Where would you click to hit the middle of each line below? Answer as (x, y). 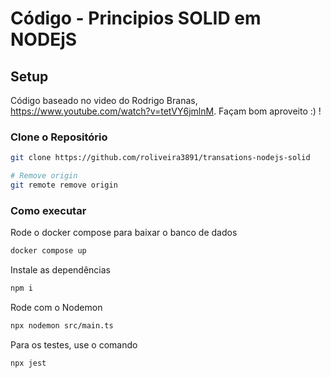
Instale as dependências (60, 270)
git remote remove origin (64, 185)
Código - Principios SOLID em (136, 18)
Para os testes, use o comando (74, 344)
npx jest (28, 363)
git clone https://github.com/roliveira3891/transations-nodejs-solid (160, 158)
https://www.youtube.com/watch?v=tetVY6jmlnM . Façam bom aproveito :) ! (166, 111)
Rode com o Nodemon (56, 307)
